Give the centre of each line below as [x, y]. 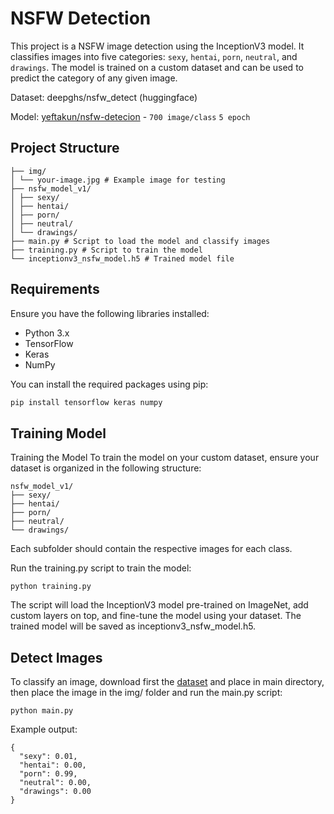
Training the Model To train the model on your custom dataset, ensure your [165, 458]
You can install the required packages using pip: [109, 384]
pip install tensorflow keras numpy [86, 402]
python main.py [42, 711]
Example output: [44, 729]
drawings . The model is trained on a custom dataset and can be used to [157, 67]
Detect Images [56, 657]
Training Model [58, 433]
